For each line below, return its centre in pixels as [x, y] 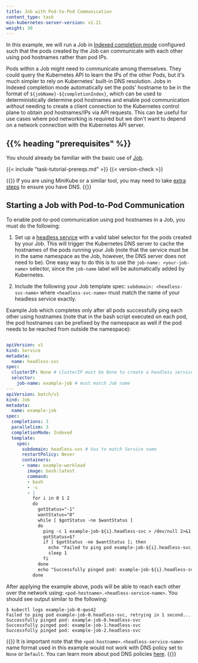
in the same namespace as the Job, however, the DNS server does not [100, 256]
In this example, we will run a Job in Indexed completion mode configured [96, 45]
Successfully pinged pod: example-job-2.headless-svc [74, 630]
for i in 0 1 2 [51, 499]
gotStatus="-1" [56, 509]
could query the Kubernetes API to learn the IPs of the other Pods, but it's [95, 75]
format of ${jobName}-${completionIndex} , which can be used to [84, 94]
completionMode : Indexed [42, 433]
